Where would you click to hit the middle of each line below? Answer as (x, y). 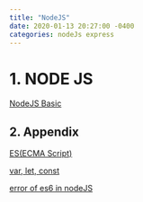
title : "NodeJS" (40, 18)
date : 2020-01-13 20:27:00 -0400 (72, 26)
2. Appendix (44, 132)
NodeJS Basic (36, 103)
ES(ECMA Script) (41, 154)
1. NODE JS (51, 79)
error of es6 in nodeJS (51, 189)
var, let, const (35, 171)
